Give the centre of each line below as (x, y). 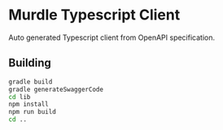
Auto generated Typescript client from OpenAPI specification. (112, 37)
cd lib (20, 97)
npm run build (33, 112)
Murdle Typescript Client (94, 15)
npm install (28, 104)
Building (30, 63)
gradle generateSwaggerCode (56, 89)
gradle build (31, 82)
